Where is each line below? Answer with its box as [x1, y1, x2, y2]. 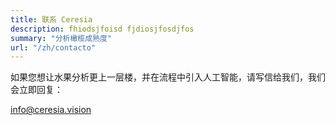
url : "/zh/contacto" [10, 42, 97, 53]
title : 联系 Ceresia [10, 14, 93, 25]
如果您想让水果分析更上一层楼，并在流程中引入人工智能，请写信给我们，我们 [10, 71, 326, 83]
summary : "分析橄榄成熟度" [10, 33, 113, 43]
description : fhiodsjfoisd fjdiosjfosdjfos [10, 24, 195, 34]
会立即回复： [10, 84, 63, 96]
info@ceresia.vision [10, 104, 92, 116]
